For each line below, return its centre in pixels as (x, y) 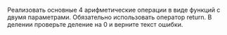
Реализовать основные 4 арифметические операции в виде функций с (114, 10)
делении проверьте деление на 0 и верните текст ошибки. (95, 24)
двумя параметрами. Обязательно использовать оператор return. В (110, 17)
